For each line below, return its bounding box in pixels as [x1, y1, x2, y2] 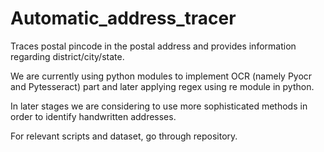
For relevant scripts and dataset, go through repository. [10, 130, 238, 142]
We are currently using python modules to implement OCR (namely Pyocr [10, 70, 313, 82]
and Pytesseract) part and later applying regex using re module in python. [10, 80, 315, 92]
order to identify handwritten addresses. [10, 110, 177, 122]
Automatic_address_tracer [10, 7, 237, 30]
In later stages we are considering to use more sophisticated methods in [10, 100, 308, 112]
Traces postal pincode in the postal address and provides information [10, 40, 297, 52]
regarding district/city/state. [10, 50, 125, 62]
